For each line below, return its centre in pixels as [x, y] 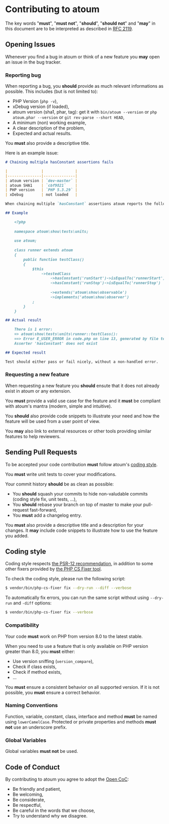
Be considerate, [29, 800]
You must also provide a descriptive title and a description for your [74, 525]
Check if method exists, [37, 672]
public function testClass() [54, 259]
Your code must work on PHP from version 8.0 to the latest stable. [74, 636]
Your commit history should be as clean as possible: [60, 484]
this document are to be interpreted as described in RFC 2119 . [69, 28]
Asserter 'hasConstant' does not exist [56, 343]
